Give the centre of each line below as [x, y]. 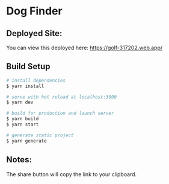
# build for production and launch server [60, 113]
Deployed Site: [34, 33]
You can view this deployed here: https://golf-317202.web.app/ [84, 48]
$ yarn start [23, 124]
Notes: [19, 160]
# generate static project [40, 135]
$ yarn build [23, 119]
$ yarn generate [26, 141]
